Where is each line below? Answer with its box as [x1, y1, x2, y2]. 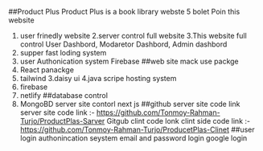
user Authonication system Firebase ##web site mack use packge [19, 56, 239, 66]
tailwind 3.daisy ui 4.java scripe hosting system [19, 74, 177, 83]
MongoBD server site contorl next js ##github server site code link [19, 100, 240, 108]
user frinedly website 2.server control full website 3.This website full [19, 31, 247, 40]
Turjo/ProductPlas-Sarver [19, 116, 105, 125]
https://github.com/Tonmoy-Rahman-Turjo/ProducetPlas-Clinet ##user [19, 124, 255, 134]
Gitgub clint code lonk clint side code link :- [106, 116, 251, 125]
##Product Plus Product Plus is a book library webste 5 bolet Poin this [8, 7, 240, 16]
